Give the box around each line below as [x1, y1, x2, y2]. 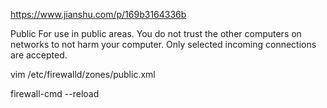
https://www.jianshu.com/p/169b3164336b [10, 9, 187, 20]
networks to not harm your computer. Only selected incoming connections [10, 39, 317, 50]
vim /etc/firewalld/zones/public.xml [10, 69, 156, 80]
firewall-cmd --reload [10, 88, 100, 99]
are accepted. [10, 49, 68, 61]
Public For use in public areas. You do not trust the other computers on [10, 28, 302, 39]
